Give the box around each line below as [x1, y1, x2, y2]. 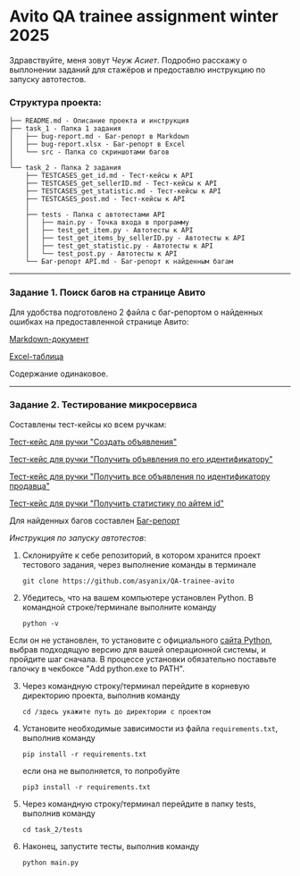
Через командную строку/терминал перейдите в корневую [21, 680, 250, 691]
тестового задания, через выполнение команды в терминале [21, 559, 257, 569]
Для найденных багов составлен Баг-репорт [9, 515, 180, 526]
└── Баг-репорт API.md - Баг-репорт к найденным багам [25, 257, 234, 266]
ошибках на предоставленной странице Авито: [9, 316, 189, 327]
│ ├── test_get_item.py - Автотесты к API [25, 226, 194, 235]
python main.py [21, 858, 79, 867]
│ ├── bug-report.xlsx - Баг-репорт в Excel [9, 140, 186, 149]
